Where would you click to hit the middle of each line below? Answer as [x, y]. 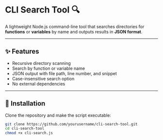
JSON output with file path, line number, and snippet [65, 73]
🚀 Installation [25, 103]
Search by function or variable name [49, 68]
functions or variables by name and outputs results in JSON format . [74, 31]
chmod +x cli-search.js [29, 133]
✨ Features [22, 52]
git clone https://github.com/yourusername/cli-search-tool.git [71, 124]
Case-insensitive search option [43, 78]
